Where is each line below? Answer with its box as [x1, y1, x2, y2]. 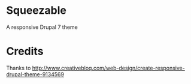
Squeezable [6, 4, 67, 17]
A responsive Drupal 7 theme [6, 23, 78, 31]
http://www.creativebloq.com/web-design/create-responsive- [32, 64, 186, 71]
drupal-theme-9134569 [6, 70, 65, 78]
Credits [6, 44, 44, 58]
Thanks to [6, 64, 31, 71]
